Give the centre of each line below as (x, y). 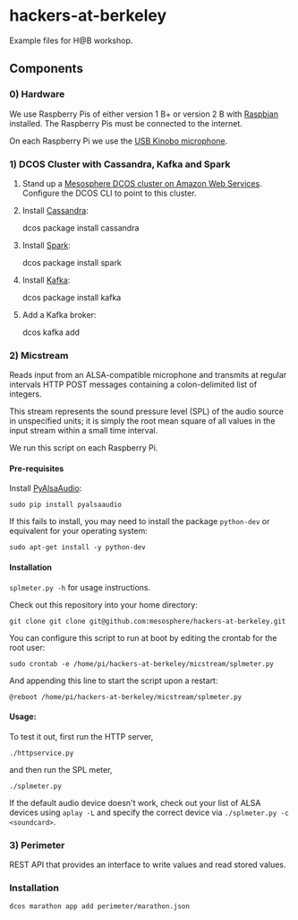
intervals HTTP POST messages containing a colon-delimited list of (133, 385)
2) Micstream (39, 355)
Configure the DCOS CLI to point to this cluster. (109, 193)
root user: (27, 647)
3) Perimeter (37, 845)
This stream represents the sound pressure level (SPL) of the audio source (147, 412)
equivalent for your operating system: (78, 531)
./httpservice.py (42, 753)
